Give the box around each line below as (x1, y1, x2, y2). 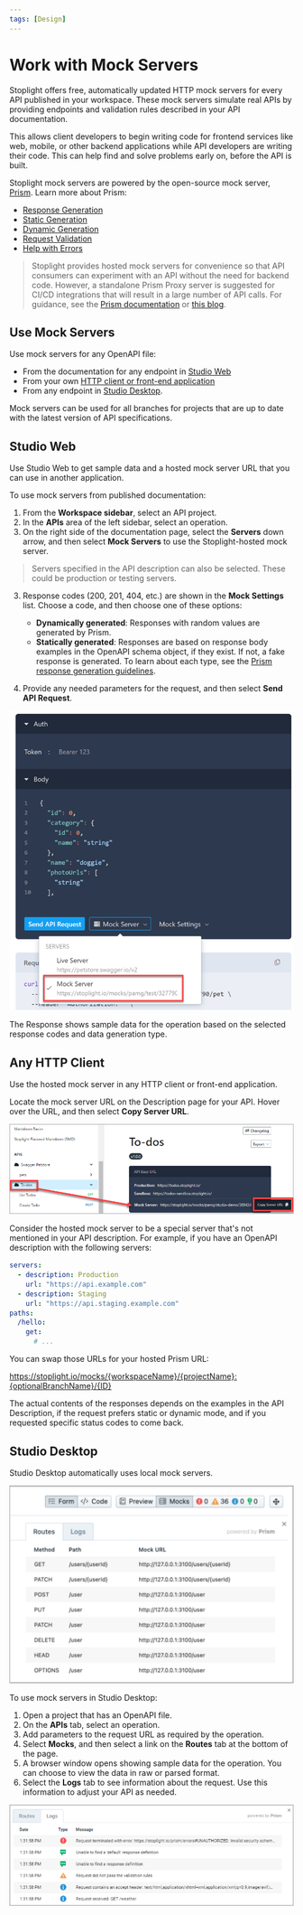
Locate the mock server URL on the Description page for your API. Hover (9, 1096, 280, 1107)
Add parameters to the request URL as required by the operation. (22, 1729, 264, 1740)
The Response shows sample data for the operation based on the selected (9, 1019, 287, 1030)
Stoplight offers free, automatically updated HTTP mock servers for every (9, 84, 283, 95)
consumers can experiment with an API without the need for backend (31, 269, 289, 280)
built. (9, 159, 29, 171)
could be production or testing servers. (31, 573, 178, 584)
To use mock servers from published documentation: (9, 490, 207, 501)
